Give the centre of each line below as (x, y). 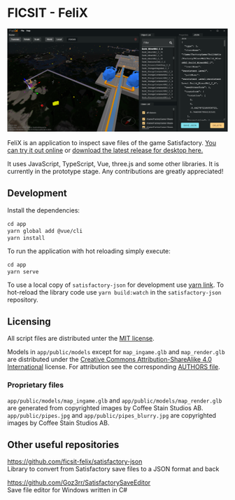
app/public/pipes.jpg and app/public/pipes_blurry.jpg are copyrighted (112, 415)
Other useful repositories (63, 445)
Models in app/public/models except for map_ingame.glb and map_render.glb (116, 352)
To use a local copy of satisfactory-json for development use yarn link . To (115, 285)
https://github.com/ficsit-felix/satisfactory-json (75, 461)
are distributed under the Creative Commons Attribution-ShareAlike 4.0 (109, 360)
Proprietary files (36, 385)
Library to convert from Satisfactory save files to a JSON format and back (113, 469)
